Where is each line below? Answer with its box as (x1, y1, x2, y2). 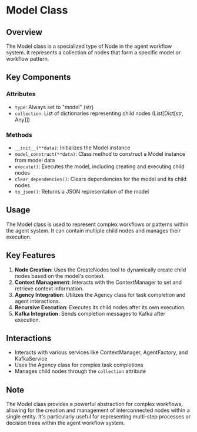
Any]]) (14, 116, 31, 123)
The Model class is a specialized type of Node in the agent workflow (6, 42, 172, 50)
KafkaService (14, 355, 48, 362)
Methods (6, 130, 32, 139)
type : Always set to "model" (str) (14, 103, 94, 110)
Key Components (6, 72, 71, 83)
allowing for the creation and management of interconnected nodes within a (6, 407, 190, 414)
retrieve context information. (14, 284, 84, 292)
